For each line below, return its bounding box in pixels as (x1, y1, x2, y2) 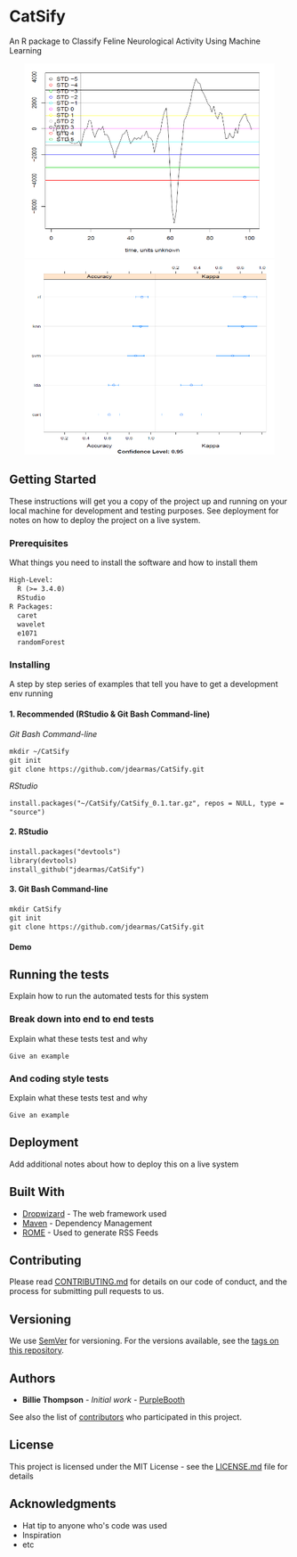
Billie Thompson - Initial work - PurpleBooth (21, 1395, 185, 1405)
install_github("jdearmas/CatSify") (9, 865, 145, 874)
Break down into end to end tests (9, 1013, 155, 1026)
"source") (9, 807, 46, 816)
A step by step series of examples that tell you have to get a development (9, 679, 278, 690)
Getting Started (9, 472, 97, 488)
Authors (9, 1371, 56, 1386)
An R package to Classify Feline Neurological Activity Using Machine (9, 36, 261, 46)
